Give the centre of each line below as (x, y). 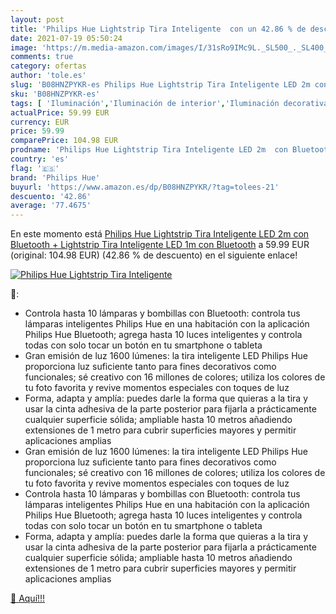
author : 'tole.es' (48, 76)
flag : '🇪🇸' (35, 168)
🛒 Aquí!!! (28, 598)
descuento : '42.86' (51, 196)
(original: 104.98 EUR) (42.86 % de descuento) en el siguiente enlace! (154, 255)
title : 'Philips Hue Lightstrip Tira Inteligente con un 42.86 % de (158, 29)
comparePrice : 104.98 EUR (64, 141)
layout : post (37, 19)
